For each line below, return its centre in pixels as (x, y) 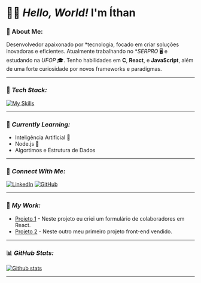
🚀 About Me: (25, 32)
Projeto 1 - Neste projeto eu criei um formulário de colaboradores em (100, 218)
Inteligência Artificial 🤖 (42, 137)
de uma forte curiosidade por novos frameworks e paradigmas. (84, 69)
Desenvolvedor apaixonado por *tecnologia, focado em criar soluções (93, 44)
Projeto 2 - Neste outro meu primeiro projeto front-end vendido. (93, 231)
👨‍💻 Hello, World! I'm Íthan (71, 13)
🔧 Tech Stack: (27, 90)
